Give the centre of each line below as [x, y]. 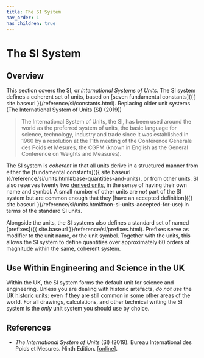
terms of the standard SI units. [44, 211]
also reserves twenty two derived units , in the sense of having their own [97, 185]
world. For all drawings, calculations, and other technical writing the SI [94, 302]
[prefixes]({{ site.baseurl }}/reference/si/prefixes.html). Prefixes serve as [98, 230]
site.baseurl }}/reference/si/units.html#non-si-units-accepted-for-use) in [98, 205]
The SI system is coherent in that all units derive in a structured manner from [102, 166]
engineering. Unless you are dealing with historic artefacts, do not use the [99, 289]
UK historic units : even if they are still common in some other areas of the [98, 295]
